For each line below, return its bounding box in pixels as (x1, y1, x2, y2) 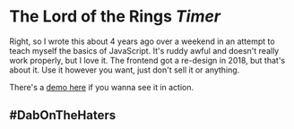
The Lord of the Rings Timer (9, 6, 221, 27)
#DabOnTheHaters (9, 107, 117, 123)
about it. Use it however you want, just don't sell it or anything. (9, 64, 240, 75)
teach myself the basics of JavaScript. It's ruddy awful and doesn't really (9, 45, 280, 56)
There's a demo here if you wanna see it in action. (9, 82, 195, 92)
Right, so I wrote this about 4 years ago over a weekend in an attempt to (9, 36, 275, 47)
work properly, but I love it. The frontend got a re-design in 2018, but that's (9, 55, 286, 65)
